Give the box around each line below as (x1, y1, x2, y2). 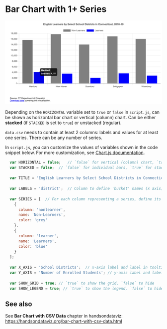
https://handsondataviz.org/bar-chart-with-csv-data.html (5, 318, 123, 325)
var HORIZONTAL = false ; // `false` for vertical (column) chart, (9, 160, 155, 165)
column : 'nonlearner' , (18, 207, 66, 212)
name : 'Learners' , (18, 238, 57, 244)
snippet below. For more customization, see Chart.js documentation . (5, 150, 145, 156)
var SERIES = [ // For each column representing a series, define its (9, 196, 162, 201)
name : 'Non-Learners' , (18, 212, 66, 217)
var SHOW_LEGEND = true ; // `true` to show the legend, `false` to (9, 286, 153, 291)
